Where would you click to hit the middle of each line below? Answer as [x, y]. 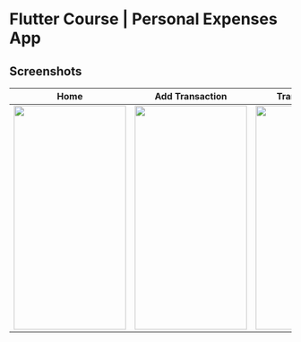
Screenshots [46, 71]
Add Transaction [191, 96]
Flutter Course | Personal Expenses [143, 19]
